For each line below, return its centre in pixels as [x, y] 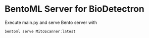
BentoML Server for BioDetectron [74, 9]
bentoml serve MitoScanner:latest [40, 31]
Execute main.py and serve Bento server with [51, 22]
